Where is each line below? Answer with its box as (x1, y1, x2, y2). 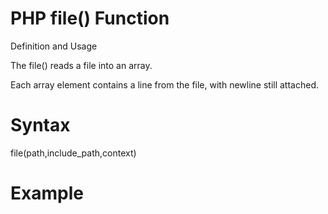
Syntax (10, 114, 71, 137)
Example (10, 182, 84, 205)
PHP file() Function (10, 7, 170, 30)
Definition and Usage (10, 40, 98, 52)
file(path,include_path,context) (10, 147, 137, 159)
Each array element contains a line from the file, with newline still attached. (10, 78, 319, 91)
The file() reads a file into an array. (10, 59, 153, 71)
